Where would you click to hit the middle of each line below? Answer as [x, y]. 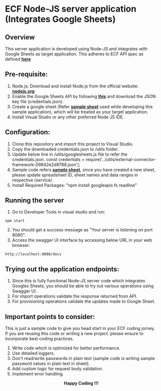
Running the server [35, 201]
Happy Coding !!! [81, 383]
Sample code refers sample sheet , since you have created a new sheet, [84, 170]
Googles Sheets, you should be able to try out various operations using [83, 286]
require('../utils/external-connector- [121, 159]
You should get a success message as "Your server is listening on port [82, 230]
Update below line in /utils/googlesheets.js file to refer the [70, 154]
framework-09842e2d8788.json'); [46, 164]
